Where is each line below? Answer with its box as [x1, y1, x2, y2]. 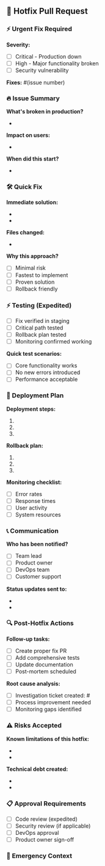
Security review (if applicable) [15, 822, 91, 829]
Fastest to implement [15, 271, 68, 278]
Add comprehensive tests [15, 654, 80, 661]
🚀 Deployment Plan [6, 391, 64, 400]
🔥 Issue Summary [6, 94, 60, 103]
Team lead [15, 552, 42, 560]
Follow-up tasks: [6, 635, 50, 643]
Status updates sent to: [6, 585, 67, 593]
